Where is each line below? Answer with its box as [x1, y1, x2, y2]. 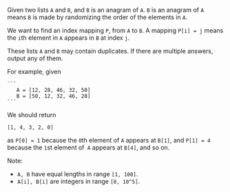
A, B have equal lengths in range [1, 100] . [17, 170, 138, 178]
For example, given [7, 68, 62, 75]
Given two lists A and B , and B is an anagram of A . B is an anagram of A [7, 6, 205, 14]
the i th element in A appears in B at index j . [7, 34, 130, 42]
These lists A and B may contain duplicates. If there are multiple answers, [7, 47, 213, 55]
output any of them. [7, 54, 63, 62]
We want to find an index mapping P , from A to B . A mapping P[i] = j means [7, 27, 224, 34]
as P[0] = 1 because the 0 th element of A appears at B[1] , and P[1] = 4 [7, 136, 211, 144]
